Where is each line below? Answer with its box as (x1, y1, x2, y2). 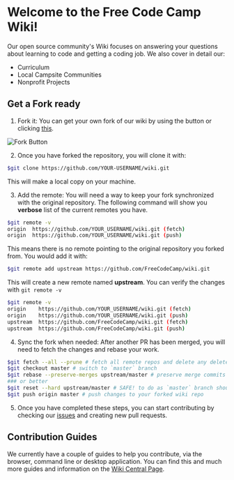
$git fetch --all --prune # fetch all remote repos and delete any (7, 359, 208, 366)
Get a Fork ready (7, 98, 81, 110)
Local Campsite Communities (17, 70, 102, 79)
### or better (7, 378, 49, 385)
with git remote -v (7, 285, 62, 294)
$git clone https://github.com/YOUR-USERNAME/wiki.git (7, 165, 170, 172)
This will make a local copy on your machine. (7, 177, 136, 186)
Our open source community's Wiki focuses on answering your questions (7, 42, 218, 50)
